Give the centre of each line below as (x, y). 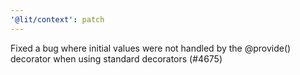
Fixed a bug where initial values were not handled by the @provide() (151, 48)
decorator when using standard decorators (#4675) (116, 58)
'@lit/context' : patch (57, 19)
